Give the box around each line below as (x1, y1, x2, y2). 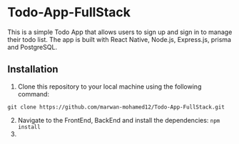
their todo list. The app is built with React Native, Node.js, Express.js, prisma (7, 35, 232, 43)
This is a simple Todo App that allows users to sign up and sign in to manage (7, 28, 233, 36)
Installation (7, 63, 59, 75)
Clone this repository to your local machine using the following (17, 82, 202, 91)
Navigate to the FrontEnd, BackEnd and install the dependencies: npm (17, 116, 220, 124)
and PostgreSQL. (7, 43, 58, 51)
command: (17, 89, 50, 98)
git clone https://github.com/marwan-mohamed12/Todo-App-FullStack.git (7, 104, 225, 111)
